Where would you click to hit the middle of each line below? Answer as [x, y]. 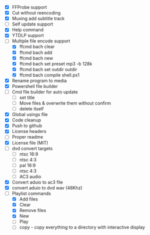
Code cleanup [26, 120]
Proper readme [27, 137]
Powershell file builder [35, 86]
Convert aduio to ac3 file [37, 182]
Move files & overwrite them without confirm [65, 103]
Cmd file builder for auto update [45, 91]
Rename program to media [39, 80]
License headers [29, 131]
